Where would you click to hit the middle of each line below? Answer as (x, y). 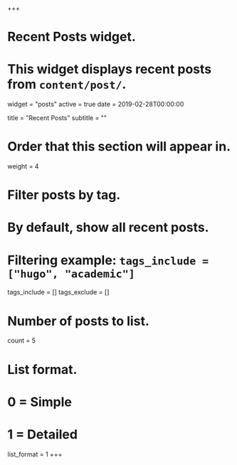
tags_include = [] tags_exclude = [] (58, 292)
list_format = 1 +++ (35, 454)
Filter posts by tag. (64, 195)
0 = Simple (40, 402)
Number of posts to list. (78, 321)
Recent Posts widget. (72, 37)
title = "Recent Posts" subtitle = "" (57, 118)
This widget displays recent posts (110, 69)
